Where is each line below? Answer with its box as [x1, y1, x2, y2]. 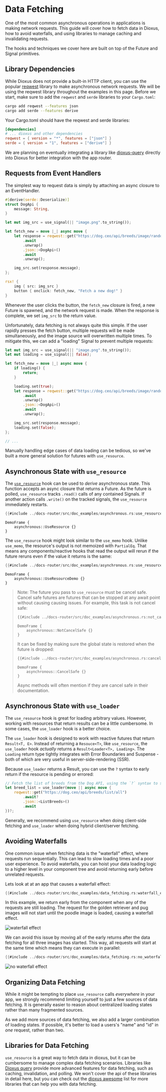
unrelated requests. [5, 871, 45, 877]
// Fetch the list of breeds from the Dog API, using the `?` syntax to [5, 780, 158, 786]
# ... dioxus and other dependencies [5, 131, 83, 136]
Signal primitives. [5, 51, 41, 57]
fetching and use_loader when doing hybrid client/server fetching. [5, 823, 139, 829]
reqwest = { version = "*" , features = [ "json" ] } [5, 136, 112, 141]
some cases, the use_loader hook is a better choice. [5, 725, 111, 731]
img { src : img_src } [14, 284, 58, 289]
